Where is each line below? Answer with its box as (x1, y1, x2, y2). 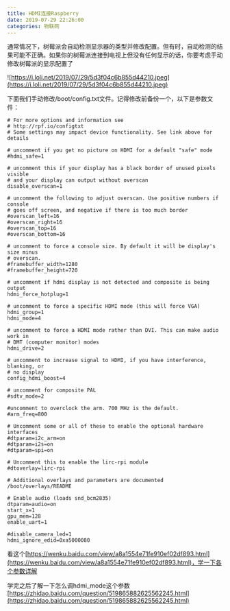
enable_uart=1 (7, 519, 48, 526)
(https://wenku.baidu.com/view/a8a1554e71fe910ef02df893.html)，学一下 (7, 558, 216, 566)
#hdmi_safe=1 (7, 153, 44, 160)
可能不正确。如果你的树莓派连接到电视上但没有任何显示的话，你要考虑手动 (12, 51, 223, 59)
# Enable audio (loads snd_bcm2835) (7, 495, 112, 502)
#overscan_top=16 (7, 225, 57, 232)
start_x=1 (7, 507, 36, 514)
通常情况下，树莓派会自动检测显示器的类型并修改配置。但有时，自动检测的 (7, 43, 217, 51)
